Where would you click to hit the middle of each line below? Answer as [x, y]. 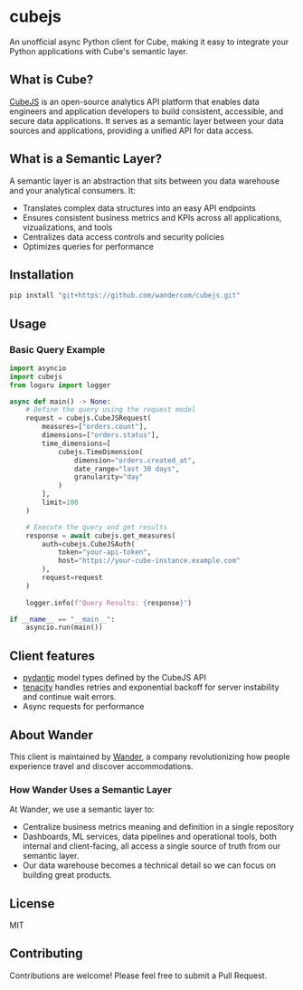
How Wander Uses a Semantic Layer [90, 789]
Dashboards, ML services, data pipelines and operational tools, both [150, 837]
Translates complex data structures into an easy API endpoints [139, 208]
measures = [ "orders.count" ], [95, 427]
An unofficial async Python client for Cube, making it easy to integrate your [149, 42]
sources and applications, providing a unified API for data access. [132, 130]
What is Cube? [52, 80]
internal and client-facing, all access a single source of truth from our [151, 846]
